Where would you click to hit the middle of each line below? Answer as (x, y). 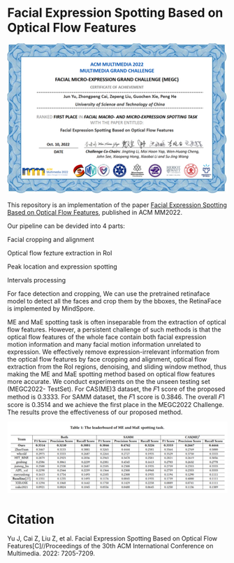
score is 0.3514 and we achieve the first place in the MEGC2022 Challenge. (116, 405)
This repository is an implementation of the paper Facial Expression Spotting (117, 205)
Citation (31, 519)
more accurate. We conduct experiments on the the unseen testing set (109, 382)
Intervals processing (37, 280)
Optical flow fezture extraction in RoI (60, 253)
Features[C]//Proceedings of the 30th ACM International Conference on (110, 546)
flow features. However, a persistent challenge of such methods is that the (114, 329)
